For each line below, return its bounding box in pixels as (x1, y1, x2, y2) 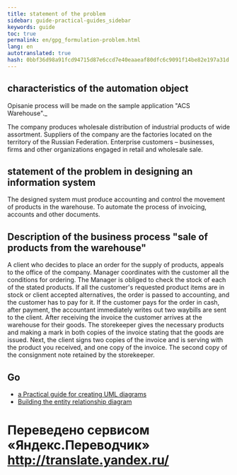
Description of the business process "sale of (7, 230, 209, 242)
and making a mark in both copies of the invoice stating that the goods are (7, 328, 224, 336)
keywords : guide (7, 23, 55, 30)
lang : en (7, 43, 33, 50)
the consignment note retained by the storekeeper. (7, 351, 156, 359)
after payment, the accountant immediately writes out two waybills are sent (7, 305, 226, 315)
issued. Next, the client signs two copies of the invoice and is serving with (7, 336, 224, 344)
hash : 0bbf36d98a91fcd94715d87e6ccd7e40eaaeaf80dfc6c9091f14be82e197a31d (7, 57, 230, 64)
